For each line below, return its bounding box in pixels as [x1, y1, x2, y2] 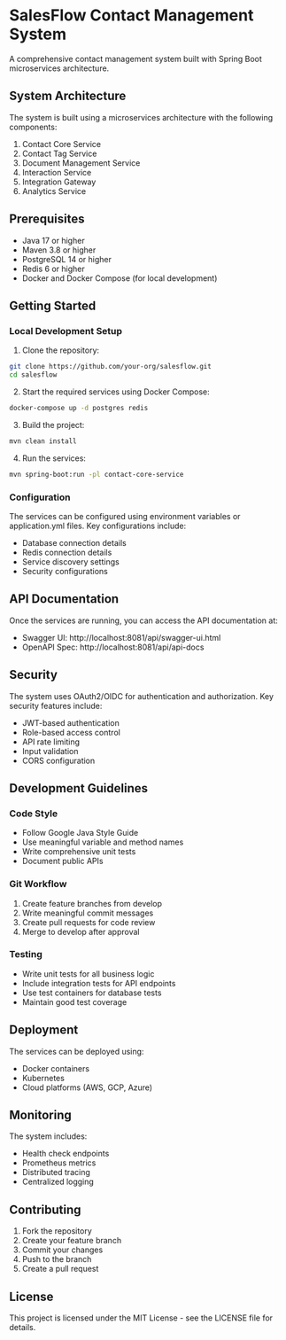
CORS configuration [21, 755, 96, 766]
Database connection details [21, 537, 127, 548]
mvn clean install [9, 436, 77, 446]
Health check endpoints [21, 1149, 110, 1159]
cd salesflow [9, 370, 58, 379]
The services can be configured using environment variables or [9, 510, 241, 521]
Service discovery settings [21, 556, 120, 567]
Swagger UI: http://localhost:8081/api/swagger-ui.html [21, 632, 221, 643]
